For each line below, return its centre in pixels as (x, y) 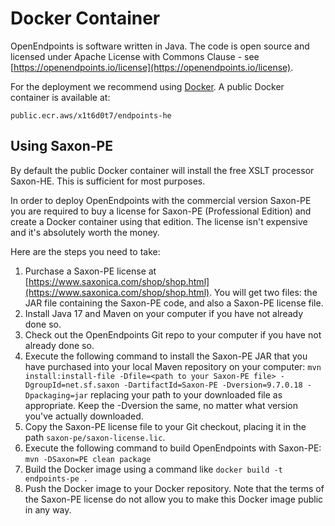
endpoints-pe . (56, 478)
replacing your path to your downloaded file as (186, 394)
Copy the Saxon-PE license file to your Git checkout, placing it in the (165, 426)
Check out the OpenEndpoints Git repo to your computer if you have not (173, 334)
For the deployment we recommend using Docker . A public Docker (147, 86)
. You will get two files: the (263, 292)
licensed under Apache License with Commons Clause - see (135, 56)
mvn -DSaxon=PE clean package (88, 459)
